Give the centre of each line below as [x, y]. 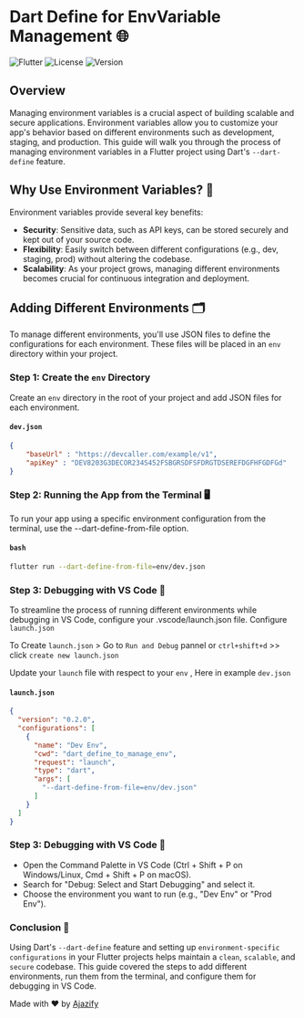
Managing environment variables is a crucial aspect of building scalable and [152, 112]
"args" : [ [52, 779]
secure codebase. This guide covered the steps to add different [128, 967]
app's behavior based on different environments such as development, [142, 132]
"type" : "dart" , [64, 771]
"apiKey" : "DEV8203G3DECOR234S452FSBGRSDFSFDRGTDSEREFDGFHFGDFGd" [156, 463]
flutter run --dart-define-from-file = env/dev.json [107, 567]
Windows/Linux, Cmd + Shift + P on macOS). [107, 875]
